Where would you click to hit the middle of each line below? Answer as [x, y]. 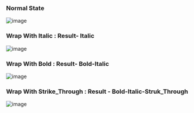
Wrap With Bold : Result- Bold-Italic [58, 63]
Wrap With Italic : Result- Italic [50, 36]
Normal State [25, 8]
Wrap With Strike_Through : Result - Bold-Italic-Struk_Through [97, 91]
